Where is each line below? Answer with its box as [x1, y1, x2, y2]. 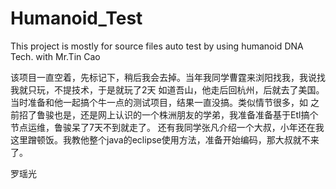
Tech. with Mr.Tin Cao [10, 50, 101, 62]
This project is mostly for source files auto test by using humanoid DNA [10, 40, 304, 52]
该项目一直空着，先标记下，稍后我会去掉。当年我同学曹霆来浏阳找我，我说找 [10, 71, 326, 83]
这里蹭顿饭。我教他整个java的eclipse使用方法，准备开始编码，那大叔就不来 [10, 133, 320, 146]
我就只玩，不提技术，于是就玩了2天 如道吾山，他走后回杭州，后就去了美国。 [10, 83, 325, 96]
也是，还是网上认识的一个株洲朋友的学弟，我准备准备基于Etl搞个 [53, 108, 319, 121]
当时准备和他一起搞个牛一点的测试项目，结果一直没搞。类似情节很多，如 [10, 96, 308, 108]
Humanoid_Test [10, 7, 143, 30]
